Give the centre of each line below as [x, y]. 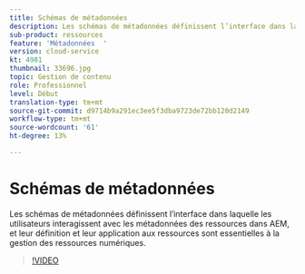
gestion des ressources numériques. [78, 242]
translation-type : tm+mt [56, 102]
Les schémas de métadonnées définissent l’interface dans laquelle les [141, 213]
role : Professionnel [49, 85]
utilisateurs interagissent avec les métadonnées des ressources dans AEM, [150, 223]
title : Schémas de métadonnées [69, 18]
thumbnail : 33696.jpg [50, 69]
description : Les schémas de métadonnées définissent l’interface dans [148, 26]
